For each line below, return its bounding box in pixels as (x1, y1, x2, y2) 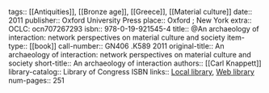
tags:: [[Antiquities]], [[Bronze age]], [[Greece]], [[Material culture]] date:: (8, 7, 253, 16)
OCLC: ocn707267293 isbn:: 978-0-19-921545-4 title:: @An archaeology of (8, 24, 260, 33)
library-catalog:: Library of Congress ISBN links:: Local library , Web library (8, 67, 254, 76)
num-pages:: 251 (8, 76, 65, 85)
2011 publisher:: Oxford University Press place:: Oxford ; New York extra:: (8, 15, 252, 25)
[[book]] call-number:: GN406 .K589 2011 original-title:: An (29, 41, 225, 51)
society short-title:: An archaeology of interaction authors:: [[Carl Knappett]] (8, 58, 262, 68)
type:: (8, 41, 28, 51)
